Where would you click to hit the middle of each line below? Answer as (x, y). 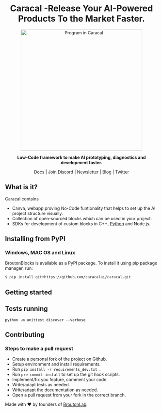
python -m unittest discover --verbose (45, 320)
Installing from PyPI (35, 239)
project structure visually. (37, 213)
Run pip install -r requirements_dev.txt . (56, 369)
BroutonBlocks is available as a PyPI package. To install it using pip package (81, 263)
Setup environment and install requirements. (56, 364)
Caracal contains (22, 198)
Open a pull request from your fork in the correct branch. (69, 395)
